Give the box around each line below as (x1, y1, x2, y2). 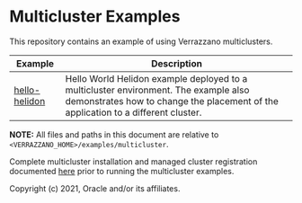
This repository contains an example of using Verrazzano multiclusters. (9, 36, 273, 47)
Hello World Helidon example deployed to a (65, 72, 248, 84)
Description (151, 57, 202, 69)
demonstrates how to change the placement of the (65, 94, 279, 107)
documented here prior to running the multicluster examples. (9, 165, 235, 176)
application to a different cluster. (65, 106, 202, 119)
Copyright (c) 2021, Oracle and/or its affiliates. (9, 182, 181, 194)
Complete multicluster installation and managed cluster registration (9, 155, 258, 167)
